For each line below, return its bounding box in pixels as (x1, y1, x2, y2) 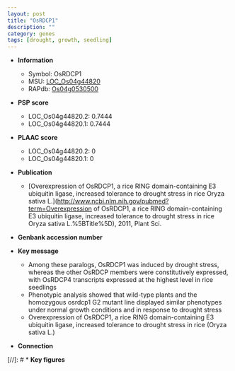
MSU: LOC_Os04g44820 (28, 77, 101, 86)
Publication (17, 168, 52, 177)
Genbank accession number (17, 233, 103, 242)
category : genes (7, 30, 55, 37)
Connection (17, 342, 53, 351)
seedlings (28, 283, 57, 292)
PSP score (17, 98, 49, 107)
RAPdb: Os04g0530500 (28, 85, 99, 93)
